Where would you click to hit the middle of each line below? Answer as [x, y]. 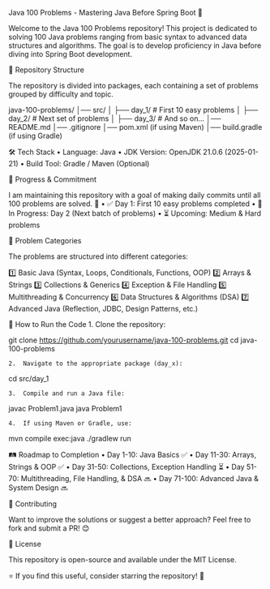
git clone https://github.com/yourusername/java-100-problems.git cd [124, 340]
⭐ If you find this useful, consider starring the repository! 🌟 [107, 576]
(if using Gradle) [36, 135]
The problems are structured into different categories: [99, 256]
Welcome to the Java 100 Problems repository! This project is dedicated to [133, 28]
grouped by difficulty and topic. [61, 94]
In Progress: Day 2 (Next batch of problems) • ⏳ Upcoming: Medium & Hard [135, 213]
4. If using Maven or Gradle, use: [70, 423]
